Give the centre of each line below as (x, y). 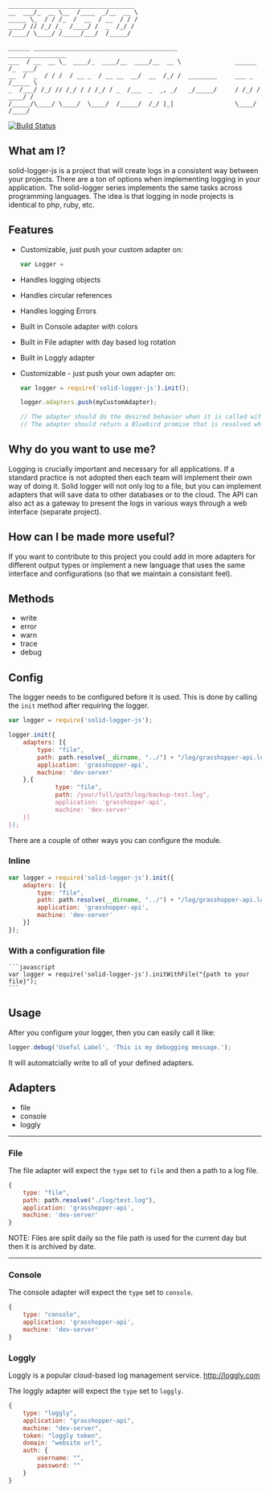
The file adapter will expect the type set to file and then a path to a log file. (133, 1170)
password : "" (59, 1466)
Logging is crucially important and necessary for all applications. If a (121, 469)
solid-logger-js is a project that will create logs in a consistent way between (133, 170)
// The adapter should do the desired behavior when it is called (133, 417)
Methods (31, 599)
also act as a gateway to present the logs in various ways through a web (128, 503)
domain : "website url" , (63, 1443)
